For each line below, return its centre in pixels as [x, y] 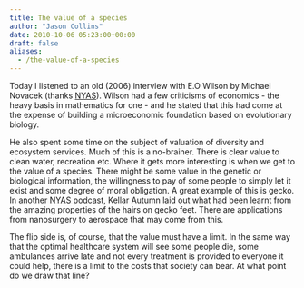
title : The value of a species [69, 18]
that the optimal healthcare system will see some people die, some [134, 247]
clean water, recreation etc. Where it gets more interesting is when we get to [152, 161]
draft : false [34, 43]
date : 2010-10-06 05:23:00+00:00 [73, 35]
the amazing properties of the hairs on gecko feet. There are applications [146, 209]
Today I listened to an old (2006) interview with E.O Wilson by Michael [140, 86]
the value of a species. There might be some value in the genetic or [135, 171]
